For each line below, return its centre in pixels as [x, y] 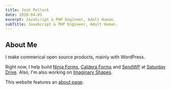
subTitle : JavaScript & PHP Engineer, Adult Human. [61, 24]
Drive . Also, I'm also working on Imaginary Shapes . [59, 72]
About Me [21, 44]
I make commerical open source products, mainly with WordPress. [75, 57]
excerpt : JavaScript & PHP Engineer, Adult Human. [60, 19]
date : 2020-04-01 [24, 15]
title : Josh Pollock [27, 10]
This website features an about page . [45, 82]
